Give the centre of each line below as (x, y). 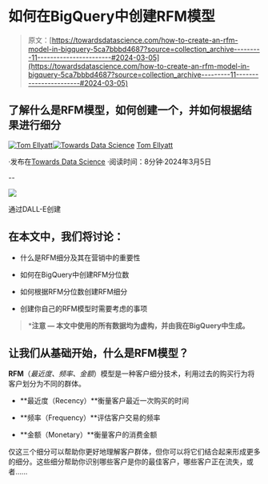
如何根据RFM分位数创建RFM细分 (74, 291)
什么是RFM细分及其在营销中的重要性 (80, 258)
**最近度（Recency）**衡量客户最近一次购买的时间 (104, 401)
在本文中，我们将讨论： (66, 237)
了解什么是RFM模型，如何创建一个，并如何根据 (125, 110)
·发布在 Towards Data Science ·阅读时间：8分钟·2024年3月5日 (110, 162)
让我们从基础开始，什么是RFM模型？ (99, 353)
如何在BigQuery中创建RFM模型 (112, 16)
